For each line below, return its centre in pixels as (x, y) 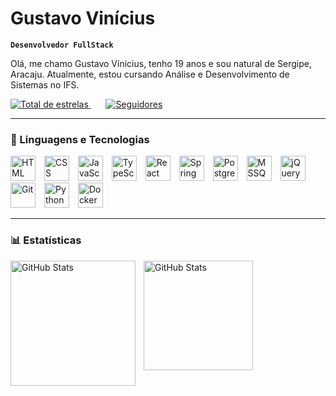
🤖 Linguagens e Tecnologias (80, 139)
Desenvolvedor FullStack (62, 45)
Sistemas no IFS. (45, 84)
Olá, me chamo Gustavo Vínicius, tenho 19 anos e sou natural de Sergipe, (161, 63)
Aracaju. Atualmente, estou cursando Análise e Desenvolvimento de (150, 74)
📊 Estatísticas (46, 240)
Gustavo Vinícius (83, 18)
